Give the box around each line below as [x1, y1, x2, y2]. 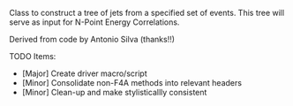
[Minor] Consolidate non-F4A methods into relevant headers [21, 78, 243, 87]
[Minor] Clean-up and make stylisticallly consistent [21, 87, 207, 97]
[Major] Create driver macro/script [21, 68, 147, 79]
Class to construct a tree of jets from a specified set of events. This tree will [9, 8, 285, 18]
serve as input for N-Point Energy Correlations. [9, 17, 180, 27]
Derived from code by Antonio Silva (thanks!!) [9, 34, 175, 44]
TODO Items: [9, 51, 56, 61]
